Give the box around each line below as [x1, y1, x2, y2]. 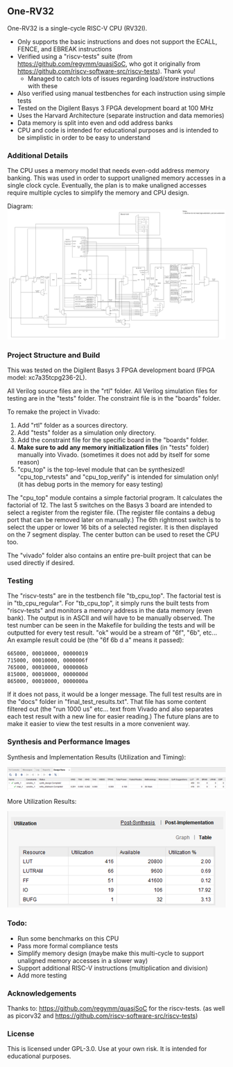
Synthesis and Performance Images [7, 737, 130, 747]
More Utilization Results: [7, 797, 77, 805]
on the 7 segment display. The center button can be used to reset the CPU [7, 530, 220, 539]
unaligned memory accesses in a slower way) [17, 956, 148, 964]
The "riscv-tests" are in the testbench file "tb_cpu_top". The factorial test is [7, 591, 222, 600]
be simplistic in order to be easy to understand [17, 133, 151, 142]
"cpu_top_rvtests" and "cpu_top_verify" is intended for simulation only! [17, 473, 219, 481]
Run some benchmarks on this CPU [17, 934, 119, 943]
